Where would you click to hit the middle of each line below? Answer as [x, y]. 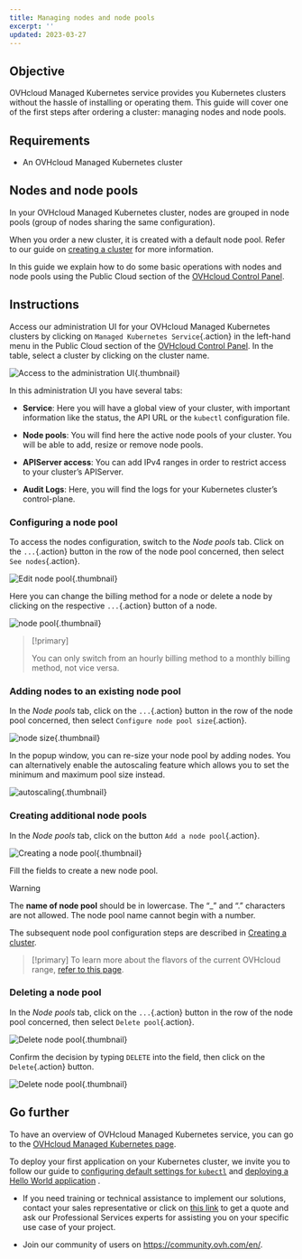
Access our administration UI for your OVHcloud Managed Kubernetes [140, 326]
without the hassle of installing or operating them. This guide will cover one [149, 103]
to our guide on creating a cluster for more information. [112, 249]
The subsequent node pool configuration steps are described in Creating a [148, 933]
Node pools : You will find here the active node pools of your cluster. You [157, 435]
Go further [39, 1113]
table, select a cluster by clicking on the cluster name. [110, 355]
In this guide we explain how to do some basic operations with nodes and [146, 267]
